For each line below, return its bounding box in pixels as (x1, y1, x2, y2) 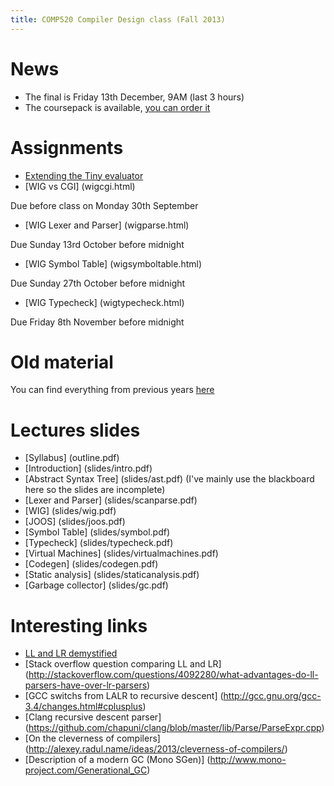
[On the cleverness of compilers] (24, 732, 161, 745)
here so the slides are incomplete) (24, 484, 166, 496)
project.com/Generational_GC (24, 764, 148, 776)
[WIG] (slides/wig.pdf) (24, 505, 117, 517)
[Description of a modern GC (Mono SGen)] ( (24, 754, 211, 766)
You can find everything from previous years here (10, 384, 215, 396)
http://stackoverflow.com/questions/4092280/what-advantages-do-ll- (28, 669, 319, 681)
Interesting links (10, 614, 148, 637)
